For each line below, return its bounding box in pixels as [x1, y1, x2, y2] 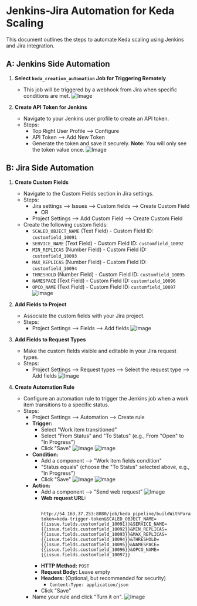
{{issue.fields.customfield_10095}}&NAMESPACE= [40, 542, 159, 547]
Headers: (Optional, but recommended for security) [40, 574, 166, 581]
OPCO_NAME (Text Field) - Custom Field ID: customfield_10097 [32, 283, 176, 290]
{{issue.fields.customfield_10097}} [40, 552, 131, 557]
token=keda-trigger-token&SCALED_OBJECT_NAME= [40, 516, 157, 522]
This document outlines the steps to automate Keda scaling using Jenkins [6, 36, 184, 43]
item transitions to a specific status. [23, 401, 110, 408]
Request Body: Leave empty [40, 568, 110, 575]
